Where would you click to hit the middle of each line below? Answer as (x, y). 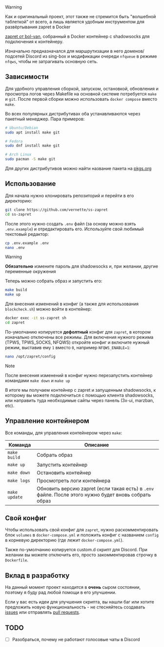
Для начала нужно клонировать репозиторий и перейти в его (70, 196)
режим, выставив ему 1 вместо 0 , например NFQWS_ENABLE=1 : (68, 347)
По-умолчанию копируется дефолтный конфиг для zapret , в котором (78, 332)
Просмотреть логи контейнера (73, 480)
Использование (31, 184)
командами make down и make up (38, 380)
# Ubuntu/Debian (21, 128)
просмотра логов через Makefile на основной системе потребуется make (81, 94)
